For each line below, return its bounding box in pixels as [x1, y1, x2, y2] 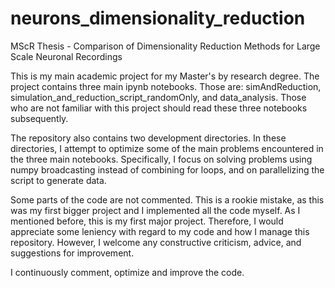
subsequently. [10, 112, 69, 124]
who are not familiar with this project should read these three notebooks [10, 102, 308, 114]
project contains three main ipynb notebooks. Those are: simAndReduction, [10, 80, 322, 92]
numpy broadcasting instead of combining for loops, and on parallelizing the [10, 163, 325, 176]
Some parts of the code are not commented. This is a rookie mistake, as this [10, 193, 325, 206]
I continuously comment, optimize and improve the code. [10, 266, 245, 278]
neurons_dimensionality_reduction [10, 7, 306, 30]
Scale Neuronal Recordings [10, 50, 123, 62]
